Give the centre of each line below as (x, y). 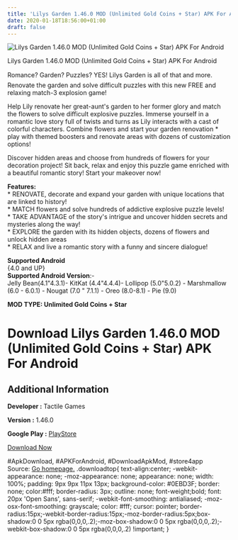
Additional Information (58, 389)
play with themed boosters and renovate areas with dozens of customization (119, 137)
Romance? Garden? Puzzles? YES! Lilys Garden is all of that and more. (110, 75)
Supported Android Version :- (51, 276)
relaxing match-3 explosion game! (57, 93)
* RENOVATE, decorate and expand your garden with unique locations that (116, 194)
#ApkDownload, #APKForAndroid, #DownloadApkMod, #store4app (105, 461)
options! (19, 144)
